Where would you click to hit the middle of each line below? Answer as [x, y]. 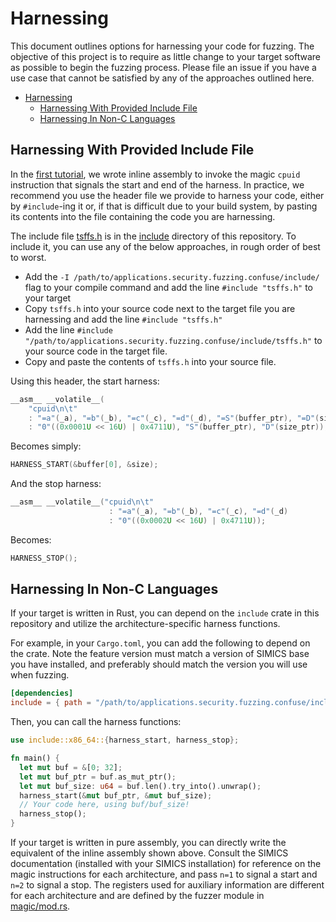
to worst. [28, 257]
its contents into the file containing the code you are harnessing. [143, 216]
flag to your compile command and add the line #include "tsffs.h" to [169, 287]
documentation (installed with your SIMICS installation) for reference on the [166, 864]
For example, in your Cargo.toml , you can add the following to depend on [160, 643]
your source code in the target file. [96, 351]
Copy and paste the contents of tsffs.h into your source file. [150, 361]
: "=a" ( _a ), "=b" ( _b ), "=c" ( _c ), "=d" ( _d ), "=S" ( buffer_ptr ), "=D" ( [174, 418]
